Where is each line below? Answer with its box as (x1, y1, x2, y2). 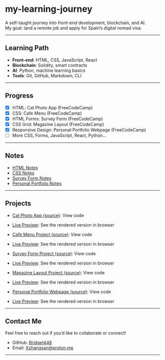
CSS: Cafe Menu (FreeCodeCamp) (12, 110, 82, 116)
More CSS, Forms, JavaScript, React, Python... (12, 132, 107, 138)
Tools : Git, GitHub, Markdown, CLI (12, 72, 82, 78)
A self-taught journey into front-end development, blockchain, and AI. (5, 20, 146, 26)
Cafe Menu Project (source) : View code (12, 231, 92, 237)
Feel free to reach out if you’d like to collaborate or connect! (5, 330, 126, 336)
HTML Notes (12, 164, 38, 170)
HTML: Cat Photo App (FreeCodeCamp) (12, 104, 93, 110)
